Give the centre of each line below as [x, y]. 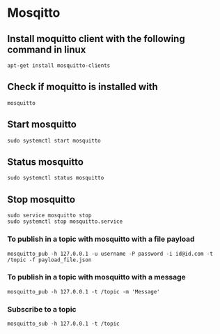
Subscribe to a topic [42, 309]
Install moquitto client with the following [96, 39]
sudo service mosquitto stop [49, 216]
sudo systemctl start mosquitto [54, 140]
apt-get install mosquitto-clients [59, 66]
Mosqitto [34, 13]
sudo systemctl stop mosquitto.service [65, 222]
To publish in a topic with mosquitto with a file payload [101, 239]
